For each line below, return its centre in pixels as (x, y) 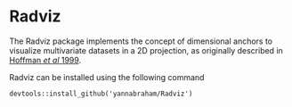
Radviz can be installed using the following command (107, 77)
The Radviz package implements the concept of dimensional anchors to (141, 41)
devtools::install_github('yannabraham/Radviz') (101, 94)
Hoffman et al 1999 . (45, 60)
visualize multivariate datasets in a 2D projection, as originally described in (146, 50)
